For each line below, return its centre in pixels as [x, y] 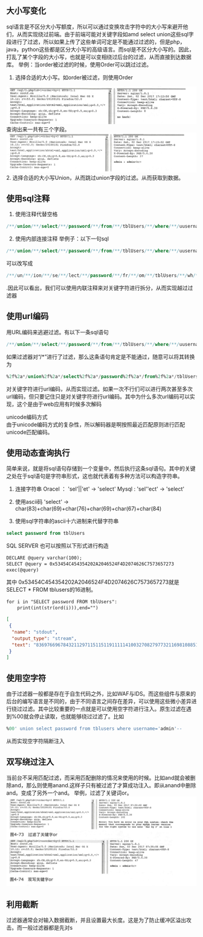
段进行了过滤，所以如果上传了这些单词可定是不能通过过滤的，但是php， [96, 42]
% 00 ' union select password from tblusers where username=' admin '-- [94, 729]
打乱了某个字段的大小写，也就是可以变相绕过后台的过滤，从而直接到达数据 [99, 57]
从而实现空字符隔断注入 [35, 741]
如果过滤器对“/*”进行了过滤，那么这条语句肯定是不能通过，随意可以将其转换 [101, 357]
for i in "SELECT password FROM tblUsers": [62, 602]
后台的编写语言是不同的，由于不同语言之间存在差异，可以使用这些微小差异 [99, 701]
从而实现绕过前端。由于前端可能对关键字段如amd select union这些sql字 [105, 34]
